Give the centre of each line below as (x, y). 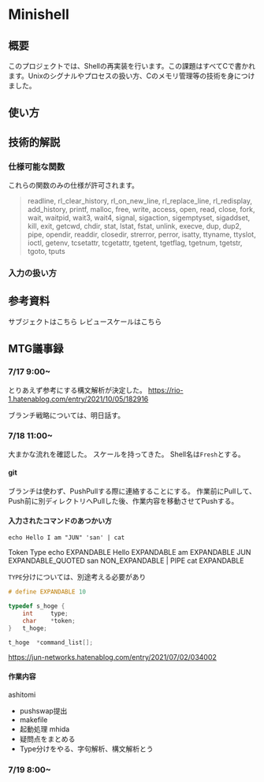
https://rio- (166, 390)
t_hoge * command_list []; (50, 642)
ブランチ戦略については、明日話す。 (66, 415)
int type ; (45, 613)
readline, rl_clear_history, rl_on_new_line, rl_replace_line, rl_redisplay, (139, 201)
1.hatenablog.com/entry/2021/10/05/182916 (78, 399)
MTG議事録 (36, 349)
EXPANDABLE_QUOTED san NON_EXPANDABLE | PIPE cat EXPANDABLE (126, 560)
